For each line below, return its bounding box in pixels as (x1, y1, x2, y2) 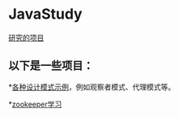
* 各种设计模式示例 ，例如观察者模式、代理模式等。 (8, 82, 176, 92)
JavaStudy (8, 5, 83, 24)
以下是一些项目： (8, 58, 94, 73)
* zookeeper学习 (8, 99, 62, 109)
